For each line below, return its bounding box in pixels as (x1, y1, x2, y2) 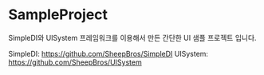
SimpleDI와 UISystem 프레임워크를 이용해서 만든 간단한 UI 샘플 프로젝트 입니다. (8, 33, 257, 42)
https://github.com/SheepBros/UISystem (8, 57, 142, 67)
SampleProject (8, 6, 108, 24)
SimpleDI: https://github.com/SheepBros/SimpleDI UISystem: (8, 49, 209, 58)
